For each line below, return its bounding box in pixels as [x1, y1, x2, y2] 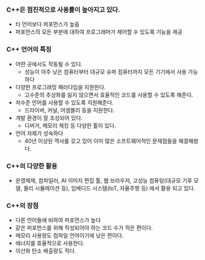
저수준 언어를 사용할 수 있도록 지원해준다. [15, 98, 114, 106]
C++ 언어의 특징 [6, 45, 52, 53]
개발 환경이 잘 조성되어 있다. [15, 114, 83, 121]
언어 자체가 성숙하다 [15, 129, 63, 136]
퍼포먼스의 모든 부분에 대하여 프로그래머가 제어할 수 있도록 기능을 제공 [15, 28, 183, 36]
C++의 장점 [6, 201, 39, 210]
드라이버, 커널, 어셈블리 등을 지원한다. [24, 106, 115, 114]
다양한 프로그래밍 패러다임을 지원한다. [15, 83, 106, 90]
